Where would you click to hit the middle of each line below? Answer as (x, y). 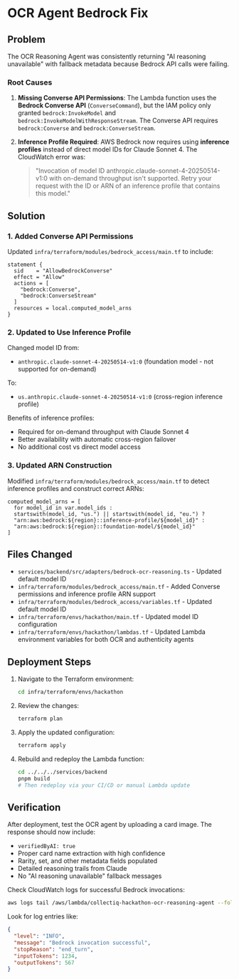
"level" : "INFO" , (39, 936)
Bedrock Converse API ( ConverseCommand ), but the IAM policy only (114, 105)
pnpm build (34, 778)
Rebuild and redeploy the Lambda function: (81, 758)
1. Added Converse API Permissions (70, 236)
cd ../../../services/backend (63, 772)
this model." (53, 194)
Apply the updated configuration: (66, 732)
